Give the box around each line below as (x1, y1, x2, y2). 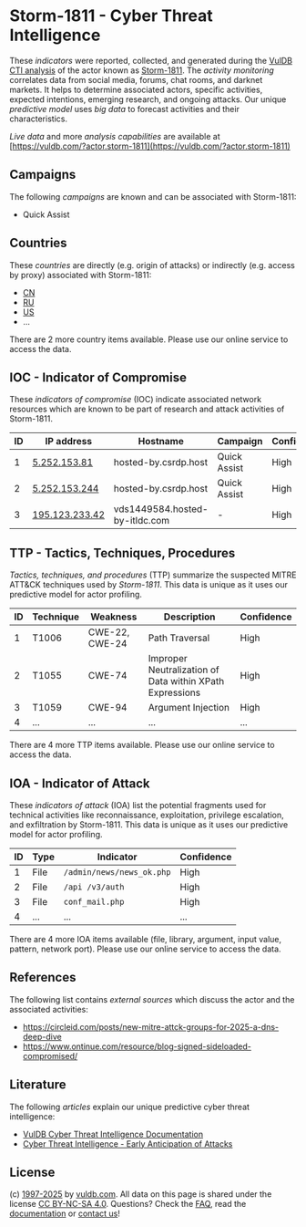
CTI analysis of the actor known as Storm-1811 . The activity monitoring (9, 65, 275, 76)
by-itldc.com (113, 515, 170, 527)
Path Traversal (148, 631, 210, 644)
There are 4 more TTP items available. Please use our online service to (9, 740, 275, 751)
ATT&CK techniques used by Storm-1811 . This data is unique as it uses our (9, 579, 289, 590)
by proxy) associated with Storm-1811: (9, 269, 152, 280)
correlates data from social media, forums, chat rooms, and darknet (9, 74, 263, 85)
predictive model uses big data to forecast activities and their (9, 103, 240, 114)
